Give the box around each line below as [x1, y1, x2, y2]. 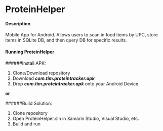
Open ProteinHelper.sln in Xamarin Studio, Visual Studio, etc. [12, 115, 139, 121]
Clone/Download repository [12, 70, 70, 76]
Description [5, 20, 31, 26]
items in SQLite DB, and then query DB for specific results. [5, 37, 128, 43]
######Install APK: [5, 60, 46, 66]
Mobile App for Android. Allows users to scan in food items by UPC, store [5, 32, 158, 38]
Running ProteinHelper [5, 49, 55, 55]
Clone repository [12, 110, 48, 116]
